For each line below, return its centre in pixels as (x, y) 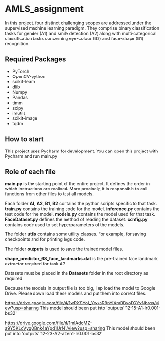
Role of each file (30, 171)
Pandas (20, 97)
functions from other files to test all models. (49, 194)
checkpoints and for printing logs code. (45, 239)
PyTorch (21, 71)
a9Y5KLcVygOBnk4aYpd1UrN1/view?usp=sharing (55, 328)
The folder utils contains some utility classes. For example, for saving (76, 234)
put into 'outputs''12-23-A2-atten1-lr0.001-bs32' (54, 334)
